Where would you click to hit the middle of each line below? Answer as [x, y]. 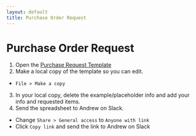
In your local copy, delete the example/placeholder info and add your [102, 95]
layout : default [27, 12]
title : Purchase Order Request [46, 18]
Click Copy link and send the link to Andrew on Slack [83, 127]
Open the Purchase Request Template [63, 65]
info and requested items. [48, 102]
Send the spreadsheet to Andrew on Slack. [69, 108]
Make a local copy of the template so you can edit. [79, 72]
